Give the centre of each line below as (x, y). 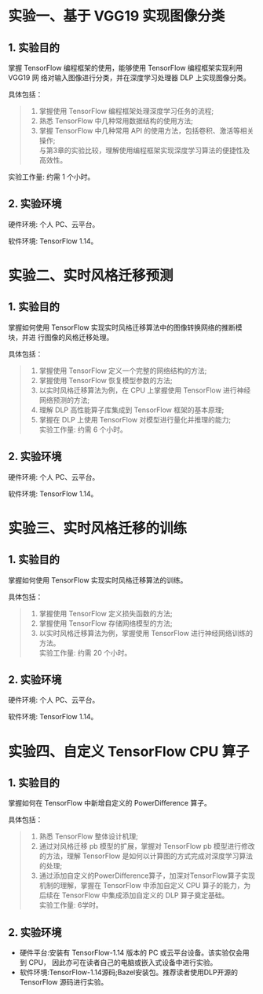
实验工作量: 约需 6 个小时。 (83, 429)
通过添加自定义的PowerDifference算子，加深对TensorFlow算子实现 (147, 875)
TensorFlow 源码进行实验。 (64, 982)
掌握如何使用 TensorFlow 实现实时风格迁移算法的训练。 (98, 580)
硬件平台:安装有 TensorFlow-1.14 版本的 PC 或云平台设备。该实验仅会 (131, 953)
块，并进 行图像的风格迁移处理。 (61, 337)
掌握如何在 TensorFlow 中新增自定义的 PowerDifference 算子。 (110, 803)
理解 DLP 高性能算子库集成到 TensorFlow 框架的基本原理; (131, 410)
